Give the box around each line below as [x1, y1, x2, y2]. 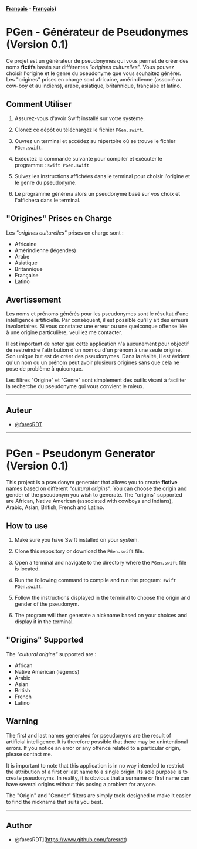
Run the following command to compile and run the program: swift [14, 576, 176, 583]
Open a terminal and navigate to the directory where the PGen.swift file [14, 559, 186, 566]
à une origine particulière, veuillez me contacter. [6, 329, 123, 336]
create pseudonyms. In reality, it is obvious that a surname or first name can [6, 774, 190, 782]
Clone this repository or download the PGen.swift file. [14, 548, 144, 555]
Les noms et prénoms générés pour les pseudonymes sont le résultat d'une [6, 310, 189, 317]
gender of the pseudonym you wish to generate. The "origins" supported [6, 491, 183, 498]
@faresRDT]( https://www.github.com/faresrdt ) [14, 836, 127, 843]
